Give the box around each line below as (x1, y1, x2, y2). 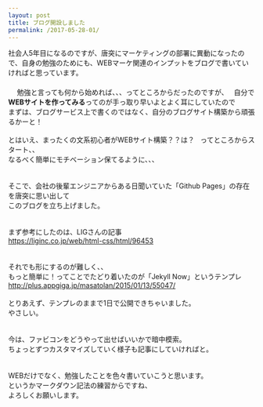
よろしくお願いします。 (8, 391, 84, 400)
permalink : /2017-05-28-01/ (8, 26, 100, 34)
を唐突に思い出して (8, 191, 70, 201)
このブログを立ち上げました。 (8, 201, 104, 210)
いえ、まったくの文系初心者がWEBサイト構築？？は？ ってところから (21, 135, 248, 145)
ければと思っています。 (8, 68, 83, 78)
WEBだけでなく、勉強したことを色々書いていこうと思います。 (8, 371, 208, 380)
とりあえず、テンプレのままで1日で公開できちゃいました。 (8, 299, 196, 308)
